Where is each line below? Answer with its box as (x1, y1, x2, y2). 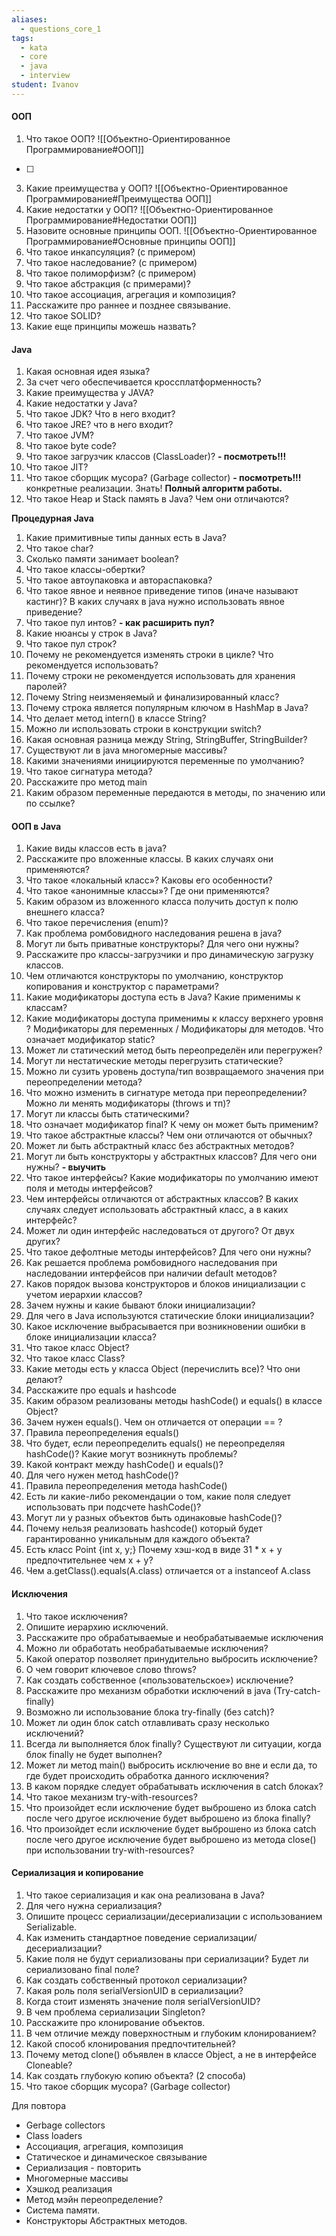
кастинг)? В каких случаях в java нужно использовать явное (25, 596, 285, 608)
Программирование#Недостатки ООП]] (25, 214, 198, 226)
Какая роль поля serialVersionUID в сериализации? (25, 1984, 244, 1996)
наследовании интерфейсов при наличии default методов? (25, 1267, 278, 1280)
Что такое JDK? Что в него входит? (25, 408, 176, 420)
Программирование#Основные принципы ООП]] (25, 235, 236, 247)
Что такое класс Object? (25, 1342, 130, 1354)
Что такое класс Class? (25, 1352, 126, 1365)
